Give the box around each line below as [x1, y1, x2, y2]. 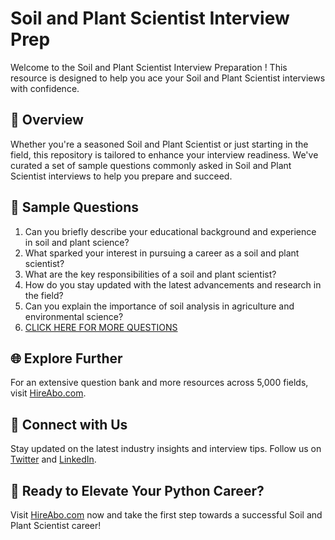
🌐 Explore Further [10, 350, 123, 367]
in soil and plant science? [24, 236, 130, 248]
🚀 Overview [10, 112, 84, 129]
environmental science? [24, 310, 124, 322]
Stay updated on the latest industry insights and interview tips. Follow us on [10, 443, 322, 455]
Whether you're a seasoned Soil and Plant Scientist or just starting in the [10, 138, 309, 150]
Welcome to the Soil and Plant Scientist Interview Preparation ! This [10, 61, 288, 73]
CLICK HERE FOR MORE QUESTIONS [24, 321, 178, 333]
